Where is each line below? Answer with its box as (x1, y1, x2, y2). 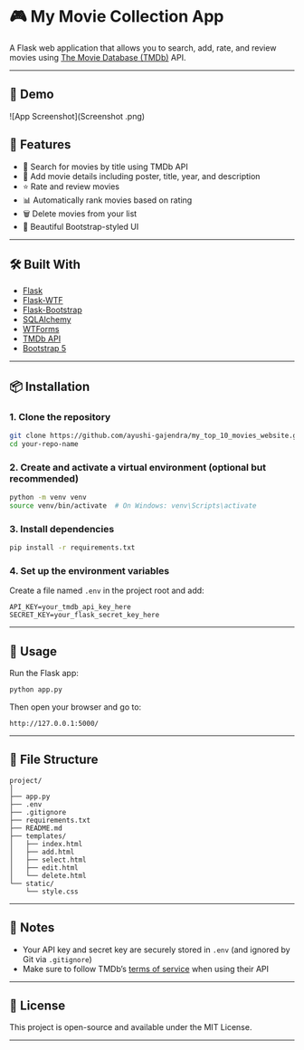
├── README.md (9, 824, 63, 833)
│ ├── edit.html (9, 863, 79, 873)
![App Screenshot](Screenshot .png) (9, 110, 146, 121)
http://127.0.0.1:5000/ (9, 720, 100, 729)
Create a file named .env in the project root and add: (9, 585, 205, 597)
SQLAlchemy (22, 314, 71, 325)
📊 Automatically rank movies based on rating (22, 195, 193, 205)
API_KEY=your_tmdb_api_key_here (9, 603, 131, 612)
